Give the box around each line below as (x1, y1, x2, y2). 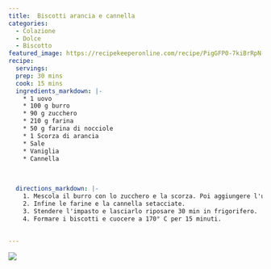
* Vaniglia (23, 147, 60, 155)
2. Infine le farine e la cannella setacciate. (23, 200, 186, 208)
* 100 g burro (23, 102, 70, 110)
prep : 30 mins (15, 72, 63, 80)
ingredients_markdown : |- (15, 86, 103, 95)
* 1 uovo (23, 95, 52, 103)
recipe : (8, 57, 35, 65)
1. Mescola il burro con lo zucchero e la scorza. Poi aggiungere (23, 191, 251, 200)
